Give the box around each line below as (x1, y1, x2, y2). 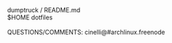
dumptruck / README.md (7, 6, 81, 14)
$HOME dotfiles (7, 13, 53, 21)
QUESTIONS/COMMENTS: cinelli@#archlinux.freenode (7, 28, 166, 36)
